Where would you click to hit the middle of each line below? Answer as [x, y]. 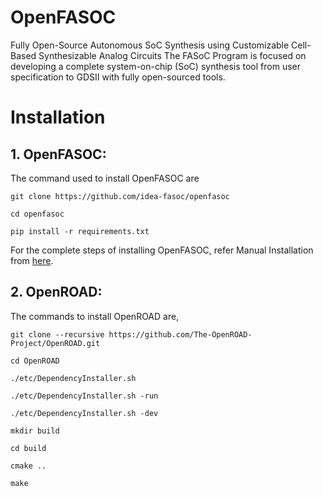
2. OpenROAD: [56, 292]
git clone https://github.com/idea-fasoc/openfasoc [120, 196]
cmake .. [28, 466]
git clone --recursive [57, 334]
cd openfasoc [37, 214]
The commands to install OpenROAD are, [95, 316]
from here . [32, 260]
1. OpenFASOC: [58, 154]
